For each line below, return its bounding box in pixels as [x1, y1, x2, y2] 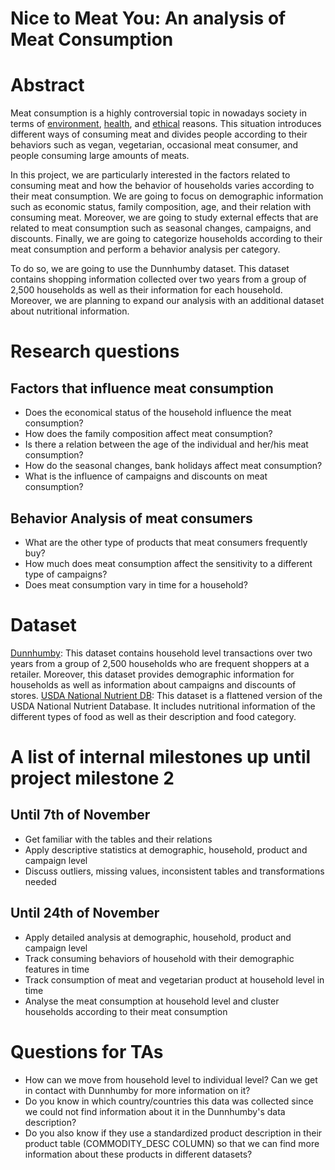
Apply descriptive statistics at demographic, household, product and [24, 843, 308, 856]
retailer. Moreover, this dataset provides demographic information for [10, 668, 295, 680]
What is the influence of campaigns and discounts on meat [24, 470, 268, 482]
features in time [24, 963, 90, 975]
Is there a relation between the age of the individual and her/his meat [24, 438, 309, 451]
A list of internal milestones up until [10, 746, 312, 769]
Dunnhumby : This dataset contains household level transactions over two [10, 647, 313, 659]
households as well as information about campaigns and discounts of [10, 678, 297, 691]
